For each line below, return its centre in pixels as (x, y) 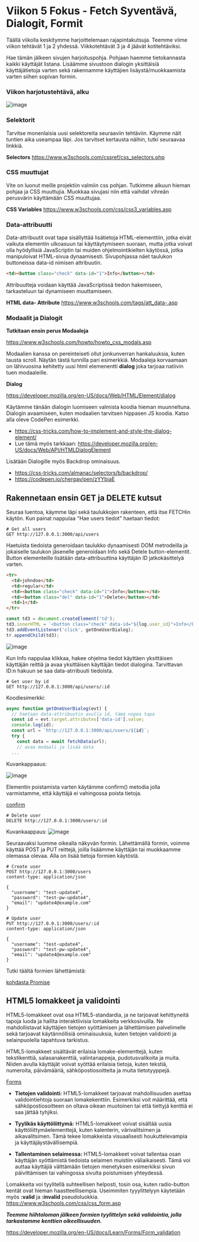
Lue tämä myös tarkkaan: (46, 444)
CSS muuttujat (28, 172)
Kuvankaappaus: (27, 831)
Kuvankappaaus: (27, 764)
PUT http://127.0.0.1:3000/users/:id (53, 924)
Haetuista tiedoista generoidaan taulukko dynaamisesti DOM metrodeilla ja (97, 545)
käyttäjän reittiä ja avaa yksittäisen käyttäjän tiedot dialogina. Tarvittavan (94, 664)
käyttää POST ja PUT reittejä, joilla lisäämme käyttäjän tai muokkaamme (94, 849)
